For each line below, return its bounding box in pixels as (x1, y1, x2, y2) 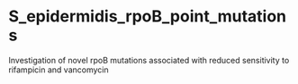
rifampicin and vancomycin (8, 64, 109, 75)
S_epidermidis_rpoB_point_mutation (8, 6, 287, 27)
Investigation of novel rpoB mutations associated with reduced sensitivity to (8, 55, 290, 65)
